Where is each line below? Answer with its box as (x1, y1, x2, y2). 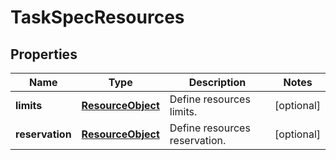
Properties (10, 46, 78, 63)
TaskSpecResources (10, 6, 185, 29)
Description (188, 76, 247, 89)
